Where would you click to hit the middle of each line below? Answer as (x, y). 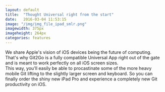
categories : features (28, 38)
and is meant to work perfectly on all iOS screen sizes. (62, 63)
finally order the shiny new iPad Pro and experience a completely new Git (81, 79)
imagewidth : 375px (24, 29)
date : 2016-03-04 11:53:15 (36, 19)
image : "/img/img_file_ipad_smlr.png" (46, 24)
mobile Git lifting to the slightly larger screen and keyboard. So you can (79, 73)
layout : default (22, 10)
